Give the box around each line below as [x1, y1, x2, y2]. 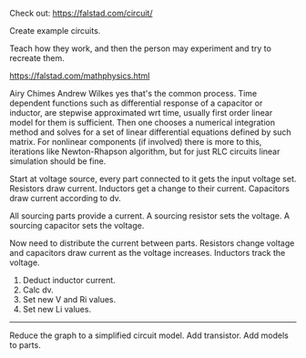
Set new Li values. [22, 304, 92, 314]
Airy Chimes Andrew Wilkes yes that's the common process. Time [9, 88, 258, 98]
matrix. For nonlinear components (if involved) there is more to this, [9, 137, 262, 147]
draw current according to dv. [9, 193, 121, 203]
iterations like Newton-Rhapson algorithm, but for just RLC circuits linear [9, 146, 280, 157]
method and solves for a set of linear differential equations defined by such [9, 127, 291, 138]
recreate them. [9, 53, 66, 63]
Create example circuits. [9, 26, 101, 36]
